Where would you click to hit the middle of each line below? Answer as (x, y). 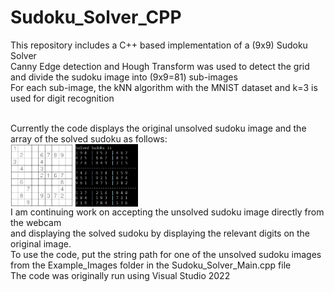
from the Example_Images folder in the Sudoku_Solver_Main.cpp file (151, 265)
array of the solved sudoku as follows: (89, 138)
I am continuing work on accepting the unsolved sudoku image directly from (167, 212)
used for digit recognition (62, 98)
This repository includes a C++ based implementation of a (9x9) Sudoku (159, 45)
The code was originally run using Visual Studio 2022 (120, 275)
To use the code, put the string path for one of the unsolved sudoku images (166, 254)
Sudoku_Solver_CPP (96, 17)
